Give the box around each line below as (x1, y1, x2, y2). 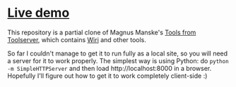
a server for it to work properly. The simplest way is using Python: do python (7, 56, 229, 65)
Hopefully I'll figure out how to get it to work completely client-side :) (7, 72, 208, 80)
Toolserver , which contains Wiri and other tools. (7, 35, 147, 43)
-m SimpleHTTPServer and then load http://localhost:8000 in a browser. (7, 64, 212, 72)
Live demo (7, 5, 70, 21)
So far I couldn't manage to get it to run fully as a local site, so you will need (7, 49, 228, 58)
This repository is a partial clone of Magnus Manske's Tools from (7, 28, 196, 36)
